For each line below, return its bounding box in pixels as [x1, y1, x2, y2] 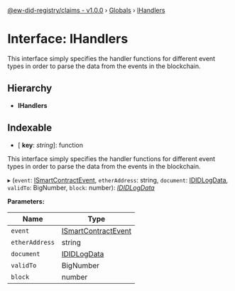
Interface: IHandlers [7, 31, 129, 47]
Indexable [7, 122, 53, 134]
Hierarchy [7, 82, 53, 94]
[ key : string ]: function [17, 141, 84, 149]
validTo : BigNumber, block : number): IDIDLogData [7, 183, 155, 192]
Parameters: [7, 197, 45, 205]
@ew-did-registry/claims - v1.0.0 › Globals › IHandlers [7, 6, 165, 14]
